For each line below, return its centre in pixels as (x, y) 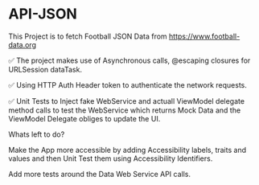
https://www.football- (204, 36)
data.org (22, 44)
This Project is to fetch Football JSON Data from (88, 36)
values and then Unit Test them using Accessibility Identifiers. (111, 158)
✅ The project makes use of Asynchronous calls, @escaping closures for (129, 60)
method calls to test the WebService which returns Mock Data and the (125, 110)
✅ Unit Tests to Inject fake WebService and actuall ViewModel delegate (127, 101)
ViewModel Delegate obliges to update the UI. (84, 118)
